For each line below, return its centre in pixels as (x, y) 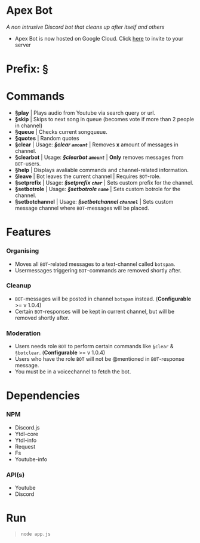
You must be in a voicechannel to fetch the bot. (73, 372)
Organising (23, 251)
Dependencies (43, 396)
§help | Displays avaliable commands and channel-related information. (102, 170)
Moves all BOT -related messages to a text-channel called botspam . (95, 264)
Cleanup (19, 286)
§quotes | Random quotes (47, 139)
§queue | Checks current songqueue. (61, 132)
